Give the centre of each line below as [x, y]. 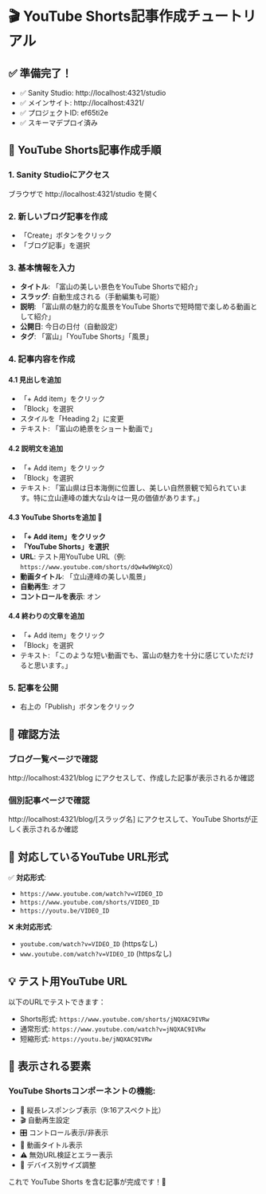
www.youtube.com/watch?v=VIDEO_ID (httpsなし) [96, 954]
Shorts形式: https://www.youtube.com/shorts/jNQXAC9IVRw [114, 1019]
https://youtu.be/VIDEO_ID [65, 911]
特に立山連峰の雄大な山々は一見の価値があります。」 [118, 497]
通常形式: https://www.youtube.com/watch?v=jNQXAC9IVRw [112, 1028]
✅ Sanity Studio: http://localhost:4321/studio [93, 93]
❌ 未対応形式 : [31, 927]
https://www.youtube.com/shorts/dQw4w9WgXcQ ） [98, 566]
